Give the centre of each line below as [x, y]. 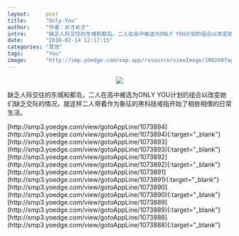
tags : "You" [34, 54]
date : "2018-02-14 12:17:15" [60, 41]
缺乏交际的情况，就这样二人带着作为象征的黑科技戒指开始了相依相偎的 [116, 103]
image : [17, 60]
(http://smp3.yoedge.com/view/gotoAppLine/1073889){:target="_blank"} [114, 210]
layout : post [33, 14]
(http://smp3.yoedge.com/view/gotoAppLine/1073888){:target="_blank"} [114, 225]
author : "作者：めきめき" [48, 27]
